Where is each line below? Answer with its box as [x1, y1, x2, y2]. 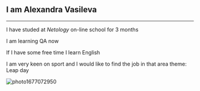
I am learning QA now [6, 37, 59, 44]
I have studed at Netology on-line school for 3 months [6, 26, 139, 33]
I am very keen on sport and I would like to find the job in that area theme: [6, 60, 187, 67]
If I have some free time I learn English [6, 48, 100, 56]
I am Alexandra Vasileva [6, 5, 97, 15]
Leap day [6, 66, 29, 73]
